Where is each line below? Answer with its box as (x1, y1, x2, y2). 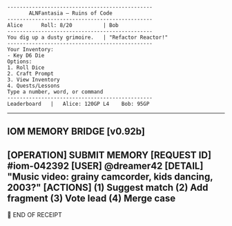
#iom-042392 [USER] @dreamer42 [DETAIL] (7, 160, 204, 171)
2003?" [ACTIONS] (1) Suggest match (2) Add (7, 181, 209, 194)
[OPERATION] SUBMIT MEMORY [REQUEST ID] (7, 149, 212, 161)
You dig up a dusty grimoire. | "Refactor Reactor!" (7, 34, 168, 41)
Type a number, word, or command (7, 88, 104, 95)
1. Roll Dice (7, 64, 45, 71)
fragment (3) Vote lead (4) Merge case (7, 192, 176, 204)
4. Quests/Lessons (7, 82, 60, 89)
